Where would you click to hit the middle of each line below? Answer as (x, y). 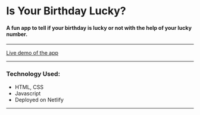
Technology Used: (33, 74)
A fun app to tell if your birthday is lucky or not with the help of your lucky (99, 27)
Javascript (28, 93)
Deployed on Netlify (39, 100)
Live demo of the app (32, 53)
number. (17, 34)
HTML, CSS (29, 87)
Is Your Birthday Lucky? (66, 11)
